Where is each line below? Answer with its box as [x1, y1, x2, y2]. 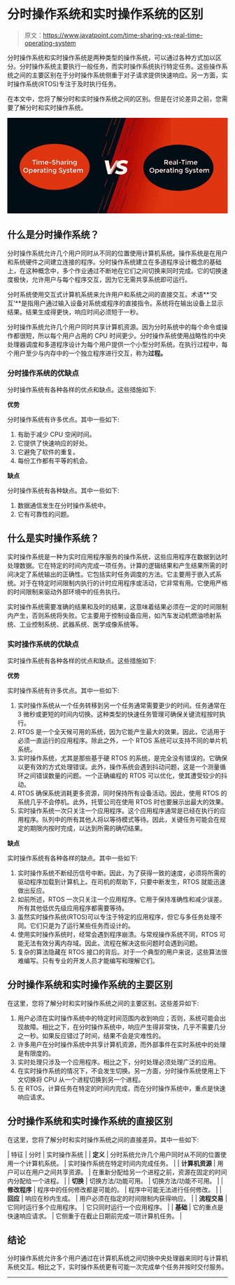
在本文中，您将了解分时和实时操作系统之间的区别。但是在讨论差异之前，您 [7, 94, 222, 102]
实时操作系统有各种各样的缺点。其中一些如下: [7, 854, 138, 863]
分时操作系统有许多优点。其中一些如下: [7, 415, 120, 423]
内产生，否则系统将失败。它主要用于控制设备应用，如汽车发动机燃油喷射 [7, 611, 215, 620]
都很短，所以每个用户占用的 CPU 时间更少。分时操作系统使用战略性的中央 [13, 331, 226, 340]
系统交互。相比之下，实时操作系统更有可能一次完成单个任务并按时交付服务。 [7, 1263, 228, 1271]
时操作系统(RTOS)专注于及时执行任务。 [7, 79, 120, 88]
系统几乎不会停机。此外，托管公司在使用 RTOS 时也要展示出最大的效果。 [17, 798, 227, 806]
